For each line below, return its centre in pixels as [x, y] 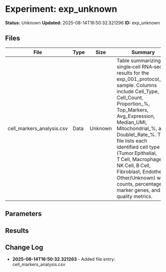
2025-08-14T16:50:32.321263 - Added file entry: [64, 259]
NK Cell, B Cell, [134, 165]
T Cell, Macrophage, [140, 159]
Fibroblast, [129, 171]
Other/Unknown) [136, 178]
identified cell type [138, 147]
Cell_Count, [130, 97]
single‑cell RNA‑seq [140, 67]
